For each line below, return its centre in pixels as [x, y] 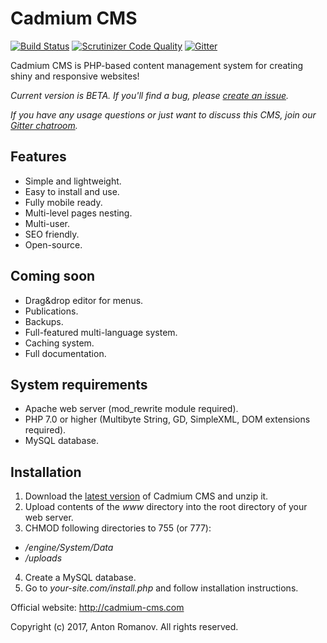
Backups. [44, 321]
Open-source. [53, 244]
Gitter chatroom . [44, 125]
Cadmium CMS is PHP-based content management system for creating [157, 65]
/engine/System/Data [69, 548]
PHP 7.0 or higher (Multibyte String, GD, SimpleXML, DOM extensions [167, 419]
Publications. [51, 311]
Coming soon [53, 276]
